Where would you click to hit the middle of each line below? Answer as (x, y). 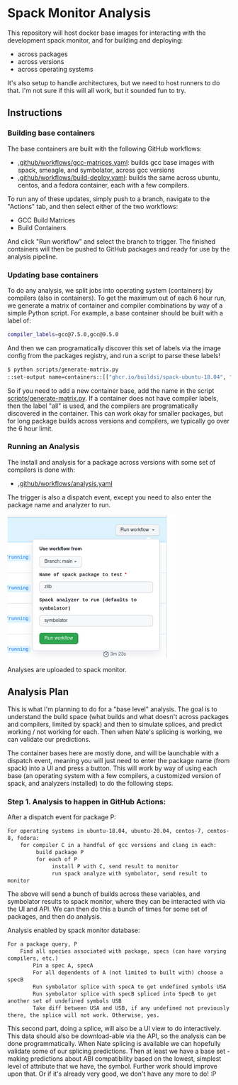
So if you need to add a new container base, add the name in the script (111, 390)
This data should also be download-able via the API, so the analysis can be (117, 1036)
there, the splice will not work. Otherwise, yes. (84, 1015)
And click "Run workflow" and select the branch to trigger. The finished (112, 241)
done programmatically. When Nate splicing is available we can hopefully (114, 1043)
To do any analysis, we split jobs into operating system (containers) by (110, 290)
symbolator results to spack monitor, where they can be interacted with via (116, 901)
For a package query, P (42, 944)
